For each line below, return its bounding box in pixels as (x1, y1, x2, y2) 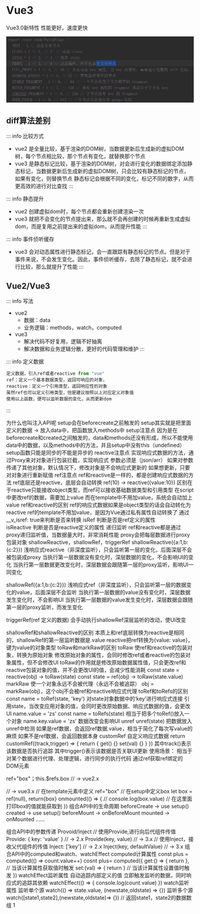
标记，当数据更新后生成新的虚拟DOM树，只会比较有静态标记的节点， (20, 168, 189, 175)
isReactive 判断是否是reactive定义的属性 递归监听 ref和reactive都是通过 (6, 523, 182, 530)
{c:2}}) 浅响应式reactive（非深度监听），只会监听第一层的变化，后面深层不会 (6, 546, 192, 553)
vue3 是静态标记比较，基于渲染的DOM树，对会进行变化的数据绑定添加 (14, 160, 187, 167)
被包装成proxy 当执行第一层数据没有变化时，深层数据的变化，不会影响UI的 (6, 553, 189, 560)
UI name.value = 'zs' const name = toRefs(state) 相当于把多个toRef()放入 (6, 710, 185, 717)
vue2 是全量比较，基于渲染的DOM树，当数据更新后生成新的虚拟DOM (14, 145, 185, 152)
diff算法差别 (6, 116, 51, 126)
